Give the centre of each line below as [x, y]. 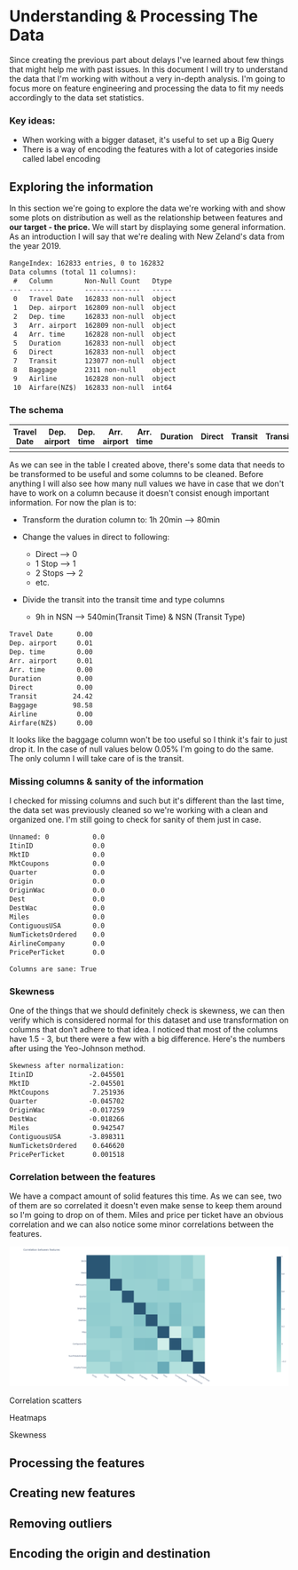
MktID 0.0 [57, 855]
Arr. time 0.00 [51, 669]
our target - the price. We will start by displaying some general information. [148, 227]
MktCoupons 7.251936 [67, 1093]
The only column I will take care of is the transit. [97, 758]
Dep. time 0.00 [51, 652]
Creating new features [72, 1493]
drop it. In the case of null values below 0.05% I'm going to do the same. [141, 749]
